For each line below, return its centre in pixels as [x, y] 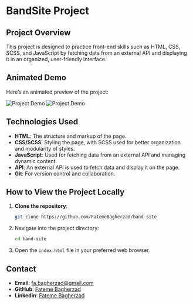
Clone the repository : [41, 206]
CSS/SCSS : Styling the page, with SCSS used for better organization [97, 142]
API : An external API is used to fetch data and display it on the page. [97, 167]
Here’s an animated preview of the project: [57, 92]
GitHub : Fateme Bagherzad [48, 289]
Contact [21, 269]
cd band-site [31, 239]
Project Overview [38, 33]
